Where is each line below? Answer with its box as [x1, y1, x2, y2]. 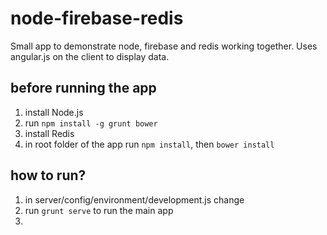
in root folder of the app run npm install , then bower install [24, 138, 275, 150]
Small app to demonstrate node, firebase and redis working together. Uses [10, 40, 318, 52]
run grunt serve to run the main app [24, 204, 174, 216]
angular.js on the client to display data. [10, 50, 170, 62]
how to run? [10, 167, 87, 184]
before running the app [10, 80, 157, 97]
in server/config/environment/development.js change [24, 193, 245, 206]
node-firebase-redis [10, 7, 184, 30]
